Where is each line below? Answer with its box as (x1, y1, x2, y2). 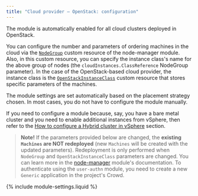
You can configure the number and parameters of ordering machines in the (6, 43, 189, 50)
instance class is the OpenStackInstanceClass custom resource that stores (6, 74, 186, 81)
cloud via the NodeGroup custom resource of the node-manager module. (6, 49, 180, 56)
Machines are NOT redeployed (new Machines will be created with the (20, 140, 188, 147)
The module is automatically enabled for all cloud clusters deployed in (6, 25, 177, 32)
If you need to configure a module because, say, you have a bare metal (6, 110, 179, 117)
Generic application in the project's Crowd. (20, 171, 125, 178)
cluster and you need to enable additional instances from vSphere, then (6, 116, 180, 123)
